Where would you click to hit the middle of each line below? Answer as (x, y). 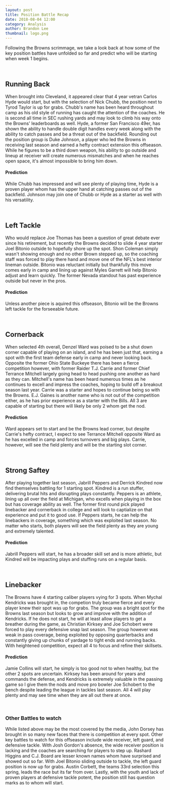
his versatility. (20, 200)
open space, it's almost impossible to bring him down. (61, 161)
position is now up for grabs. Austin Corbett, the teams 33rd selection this (82, 767)
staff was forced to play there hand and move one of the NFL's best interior (83, 259)
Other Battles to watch (33, 718)
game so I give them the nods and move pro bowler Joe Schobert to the (80, 685)
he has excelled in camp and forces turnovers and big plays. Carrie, (76, 440)
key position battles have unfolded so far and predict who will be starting (81, 53)
